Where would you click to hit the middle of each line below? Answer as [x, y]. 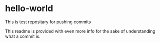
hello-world [29, 8]
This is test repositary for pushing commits [48, 22]
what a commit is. [23, 36]
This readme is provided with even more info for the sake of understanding [80, 31]
